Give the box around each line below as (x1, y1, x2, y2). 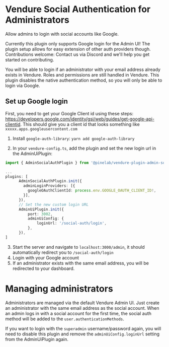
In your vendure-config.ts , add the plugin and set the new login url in (12, 145, 156, 151)
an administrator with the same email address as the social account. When (5, 305, 159, 311)
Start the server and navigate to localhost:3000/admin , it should (12, 244, 145, 250)
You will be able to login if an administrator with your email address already (5, 66, 161, 73)
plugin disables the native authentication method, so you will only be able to (5, 77, 162, 83)
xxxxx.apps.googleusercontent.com (5, 126, 78, 131)
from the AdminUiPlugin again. (5, 336, 69, 342)
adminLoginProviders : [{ (23, 183, 75, 188)
